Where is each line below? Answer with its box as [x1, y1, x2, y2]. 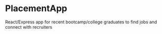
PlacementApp [5, 3, 67, 14]
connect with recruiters [5, 24, 53, 30]
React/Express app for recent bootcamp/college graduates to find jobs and [5, 19, 158, 25]
